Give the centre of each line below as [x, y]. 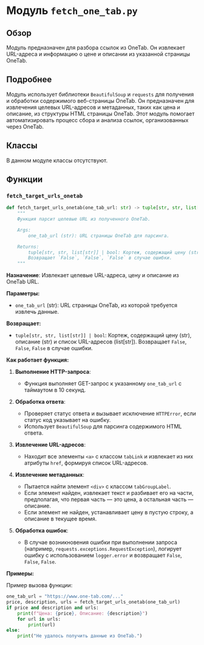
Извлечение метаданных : [50, 475]
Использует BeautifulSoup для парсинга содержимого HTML [103, 427]
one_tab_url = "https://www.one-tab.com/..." [65, 596]
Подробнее [29, 80]
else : [13, 630]
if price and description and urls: [53, 608]
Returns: [28, 247]
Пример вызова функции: [39, 585]
